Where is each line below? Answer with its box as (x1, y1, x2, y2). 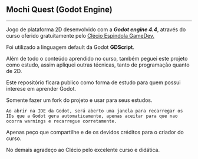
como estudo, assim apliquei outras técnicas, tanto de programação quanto (6, 61, 190, 68)
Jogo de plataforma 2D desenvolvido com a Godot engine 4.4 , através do (6, 26, 186, 33)
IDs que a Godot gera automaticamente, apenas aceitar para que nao (6, 113, 178, 119)
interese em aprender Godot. (6, 85, 77, 92)
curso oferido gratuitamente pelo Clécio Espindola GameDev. (6, 32, 155, 39)
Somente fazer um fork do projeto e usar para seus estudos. (6, 97, 153, 104)
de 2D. (6, 67, 22, 74)
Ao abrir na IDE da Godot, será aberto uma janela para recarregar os (6, 108, 183, 114)
